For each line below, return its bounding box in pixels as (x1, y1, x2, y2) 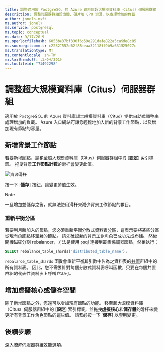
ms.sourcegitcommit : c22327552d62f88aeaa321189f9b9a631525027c (5, 43, 137, 48)
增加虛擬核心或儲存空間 (5, 286, 76, 294)
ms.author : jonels (5, 20, 42, 26)
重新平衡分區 (5, 215, 36, 222)
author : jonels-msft (5, 16, 47, 21)
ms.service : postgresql (5, 25, 54, 30)
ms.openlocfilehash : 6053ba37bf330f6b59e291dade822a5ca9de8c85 (5, 39, 137, 44)
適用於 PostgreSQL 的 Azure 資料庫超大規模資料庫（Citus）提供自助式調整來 (5, 113, 159, 119)
